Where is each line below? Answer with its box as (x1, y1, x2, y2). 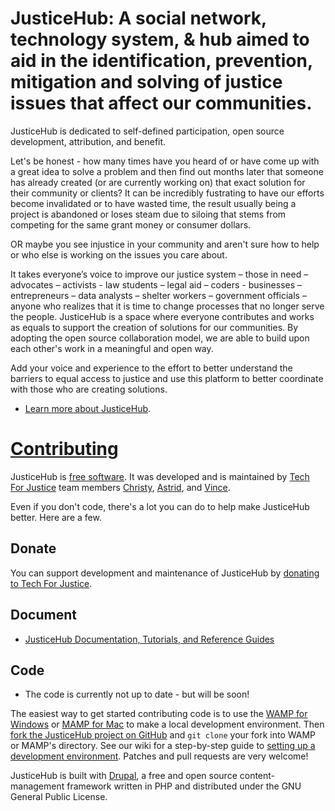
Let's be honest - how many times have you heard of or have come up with (10, 155, 320, 167)
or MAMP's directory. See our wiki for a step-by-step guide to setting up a (10, 740, 316, 752)
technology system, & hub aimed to (10, 28, 310, 51)
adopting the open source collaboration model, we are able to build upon (10, 332, 310, 344)
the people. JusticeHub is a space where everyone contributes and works (10, 310, 315, 322)
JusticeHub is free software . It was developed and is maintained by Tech (10, 470, 310, 482)
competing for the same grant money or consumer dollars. (10, 218, 252, 231)
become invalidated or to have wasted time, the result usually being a (10, 197, 297, 209)
